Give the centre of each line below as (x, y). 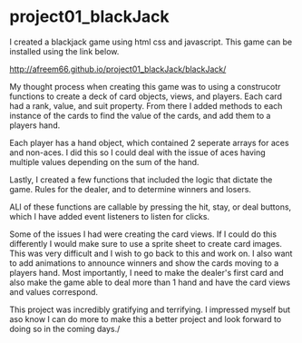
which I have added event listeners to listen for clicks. (110, 216)
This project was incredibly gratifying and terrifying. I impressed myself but (150, 309)
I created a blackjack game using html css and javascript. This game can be (151, 42)
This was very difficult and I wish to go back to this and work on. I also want (151, 253)
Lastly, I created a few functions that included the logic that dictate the (141, 180)
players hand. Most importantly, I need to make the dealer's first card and (146, 272)
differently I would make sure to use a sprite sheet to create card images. (146, 243)
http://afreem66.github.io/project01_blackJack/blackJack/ (118, 69)
